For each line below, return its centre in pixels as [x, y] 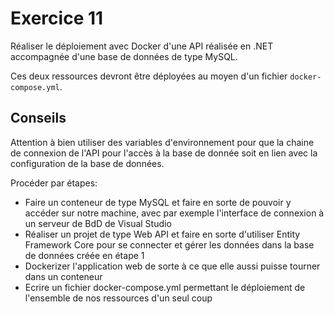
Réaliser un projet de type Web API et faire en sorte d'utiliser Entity [162, 234]
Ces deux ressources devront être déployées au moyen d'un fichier [149, 76]
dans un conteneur [63, 276]
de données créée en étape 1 [84, 255]
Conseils [38, 118]
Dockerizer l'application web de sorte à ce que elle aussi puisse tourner [172, 266]
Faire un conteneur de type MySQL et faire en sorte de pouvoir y [158, 202]
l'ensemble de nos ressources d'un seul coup [118, 298]
